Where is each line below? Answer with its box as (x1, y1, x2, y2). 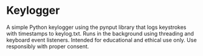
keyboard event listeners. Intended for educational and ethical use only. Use (6, 36, 197, 43)
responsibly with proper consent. (6, 43, 89, 50)
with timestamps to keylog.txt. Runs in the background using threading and (6, 30, 194, 37)
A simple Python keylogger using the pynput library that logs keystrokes (6, 23, 187, 31)
